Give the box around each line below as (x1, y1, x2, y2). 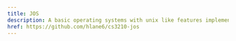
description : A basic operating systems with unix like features (7, 17, 202, 24)
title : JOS (7, 10, 39, 17)
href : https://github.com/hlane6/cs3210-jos (7, 23, 140, 30)
